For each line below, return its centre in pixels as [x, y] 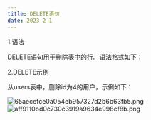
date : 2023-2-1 [30, 21]
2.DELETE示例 [28, 72]
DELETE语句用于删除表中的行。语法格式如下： [75, 57]
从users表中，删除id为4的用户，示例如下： [70, 87]
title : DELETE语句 [33, 14]
